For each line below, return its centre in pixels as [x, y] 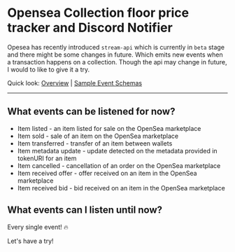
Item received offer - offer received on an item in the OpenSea [107, 173]
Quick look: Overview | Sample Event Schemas [75, 83]
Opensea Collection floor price [98, 13]
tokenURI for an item [47, 158]
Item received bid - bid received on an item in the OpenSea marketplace [121, 188]
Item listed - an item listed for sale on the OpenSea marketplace [109, 128]
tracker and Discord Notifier [90, 28]
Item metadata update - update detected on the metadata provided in [117, 150]
